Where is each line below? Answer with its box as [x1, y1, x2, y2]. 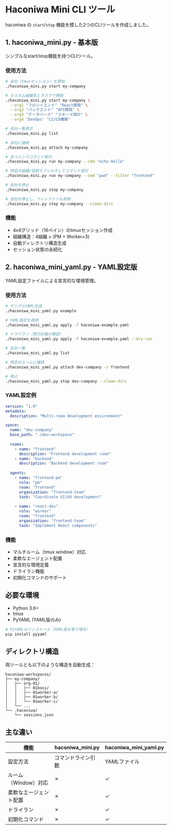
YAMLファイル [104, 758, 140, 765]
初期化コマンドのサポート [12, 574, 67, 581]
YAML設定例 [5, 392, 37, 399]
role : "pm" [18, 480, 42, 485]
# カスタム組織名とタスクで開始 [5, 93, 63, 98]
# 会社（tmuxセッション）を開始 [5, 79, 65, 84]
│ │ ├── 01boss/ [5, 685, 50, 691]
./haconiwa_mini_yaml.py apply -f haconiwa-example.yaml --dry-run [5, 336, 153, 341]
